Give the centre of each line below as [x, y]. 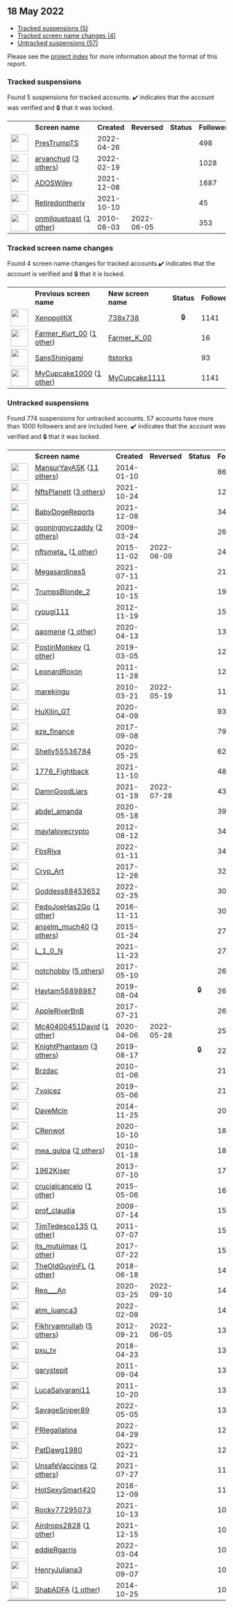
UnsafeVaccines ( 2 [66, 1466]
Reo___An [51, 1290]
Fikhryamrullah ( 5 [64, 1325]
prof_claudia [55, 1210]
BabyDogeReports [65, 512]
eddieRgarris [56, 1550]
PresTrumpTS [57, 143]
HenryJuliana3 [59, 1570]
